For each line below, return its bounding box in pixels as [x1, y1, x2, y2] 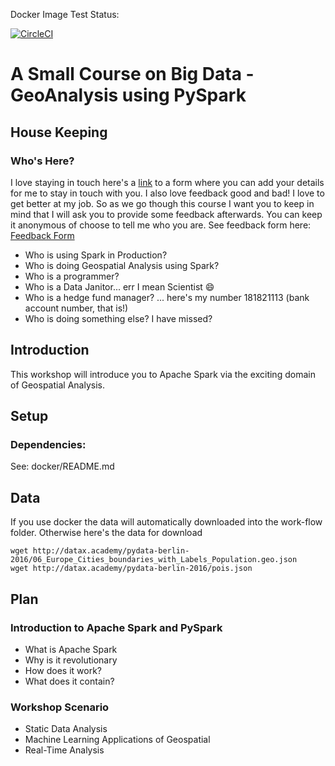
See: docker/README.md [10, 460, 115, 473]
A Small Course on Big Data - [10, 63, 255, 86]
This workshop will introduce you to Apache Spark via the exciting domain [10, 368, 316, 380]
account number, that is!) [24, 302, 129, 314]
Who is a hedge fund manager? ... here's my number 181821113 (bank [24, 291, 310, 303]
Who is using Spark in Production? [24, 249, 168, 261]
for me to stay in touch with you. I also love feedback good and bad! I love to [10, 187, 325, 199]
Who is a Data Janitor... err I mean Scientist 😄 [24, 280, 215, 293]
